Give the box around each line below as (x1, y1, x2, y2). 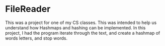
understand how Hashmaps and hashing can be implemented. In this (5, 24, 146, 30)
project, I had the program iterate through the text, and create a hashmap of (5, 30, 161, 36)
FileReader (5, 3, 51, 15)
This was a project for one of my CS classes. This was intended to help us (5, 20, 157, 25)
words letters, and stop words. (5, 35, 68, 41)
